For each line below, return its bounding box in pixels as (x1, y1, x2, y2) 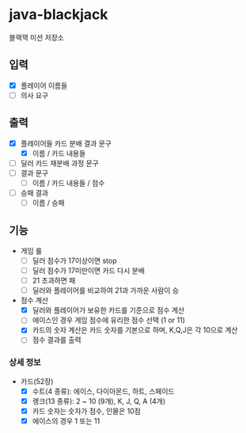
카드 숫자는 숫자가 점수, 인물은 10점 (32, 406, 142, 416)
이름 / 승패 (32, 198, 66, 207)
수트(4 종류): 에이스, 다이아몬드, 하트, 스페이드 (32, 386, 175, 396)
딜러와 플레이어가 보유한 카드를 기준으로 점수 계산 (32, 306, 185, 315)
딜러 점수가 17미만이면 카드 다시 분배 (32, 266, 146, 275)
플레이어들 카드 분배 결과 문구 (20, 139, 112, 148)
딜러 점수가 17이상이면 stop (32, 256, 117, 265)
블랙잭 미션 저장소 (9, 32, 64, 42)
